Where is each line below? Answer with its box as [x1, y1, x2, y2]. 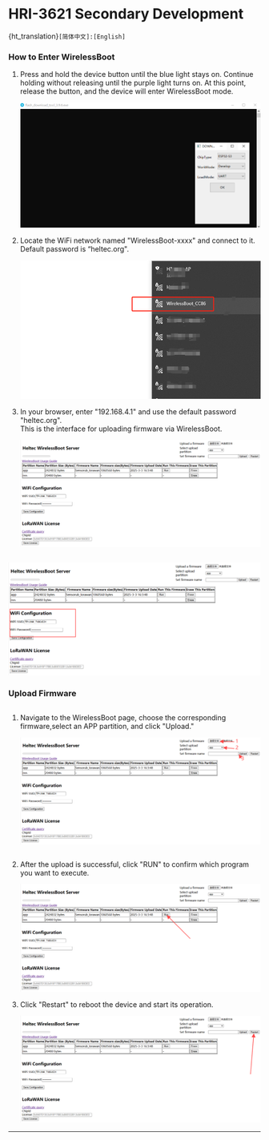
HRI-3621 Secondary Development [8, 5, 244, 23]
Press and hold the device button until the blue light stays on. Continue [19, 70, 254, 79]
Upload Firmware [8, 687, 77, 699]
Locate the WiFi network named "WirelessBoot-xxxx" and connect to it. [19, 236, 256, 245]
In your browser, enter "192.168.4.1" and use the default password [19, 406, 237, 417]
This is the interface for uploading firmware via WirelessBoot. [19, 424, 223, 433]
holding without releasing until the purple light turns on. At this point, [19, 78, 247, 88]
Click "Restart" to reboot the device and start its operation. [19, 999, 214, 1009]
